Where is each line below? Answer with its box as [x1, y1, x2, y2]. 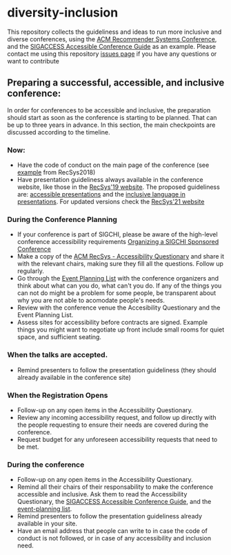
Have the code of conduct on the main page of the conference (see [17, 161, 210, 170]
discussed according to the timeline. [7, 128, 110, 136]
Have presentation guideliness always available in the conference [17, 176, 203, 184]
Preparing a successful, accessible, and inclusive [7, 77, 225, 89]
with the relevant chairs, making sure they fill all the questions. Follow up [17, 260, 224, 268]
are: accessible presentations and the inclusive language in [17, 190, 186, 199]
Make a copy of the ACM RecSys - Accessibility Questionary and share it [17, 252, 225, 261]
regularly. [17, 267, 45, 275]
